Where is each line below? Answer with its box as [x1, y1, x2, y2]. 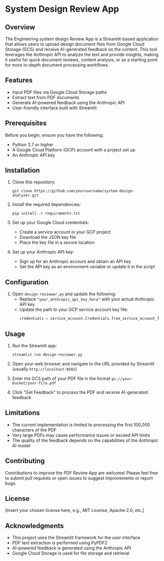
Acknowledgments [5, 521, 64, 530]
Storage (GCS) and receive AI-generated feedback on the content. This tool [5, 47, 157, 52]
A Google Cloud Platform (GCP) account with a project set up [12, 147, 136, 153]
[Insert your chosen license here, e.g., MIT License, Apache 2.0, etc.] [5, 508, 144, 513]
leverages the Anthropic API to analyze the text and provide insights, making [5, 51, 159, 57]
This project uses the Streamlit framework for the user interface [12, 535, 141, 540]
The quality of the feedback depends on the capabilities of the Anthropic [12, 437, 159, 443]
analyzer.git [12, 193, 39, 198]
